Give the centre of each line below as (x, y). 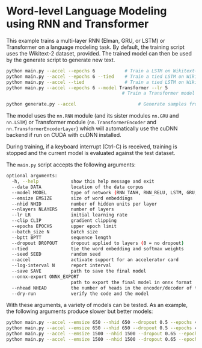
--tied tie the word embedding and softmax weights (98, 248)
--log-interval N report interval (62, 266)
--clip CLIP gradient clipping (64, 221)
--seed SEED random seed (56, 255)
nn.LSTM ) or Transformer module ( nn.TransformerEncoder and (81, 122)
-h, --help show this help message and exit (83, 182)
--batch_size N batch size (55, 232)
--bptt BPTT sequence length (62, 237)
